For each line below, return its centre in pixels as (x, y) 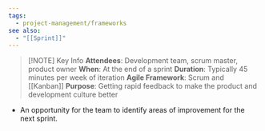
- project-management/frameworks (71, 23)
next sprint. (38, 119)
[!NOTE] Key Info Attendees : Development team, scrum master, (133, 61)
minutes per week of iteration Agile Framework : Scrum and (126, 77)
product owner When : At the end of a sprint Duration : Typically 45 (138, 69)
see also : (25, 30)
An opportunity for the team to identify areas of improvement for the (132, 110)
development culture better (73, 95)
